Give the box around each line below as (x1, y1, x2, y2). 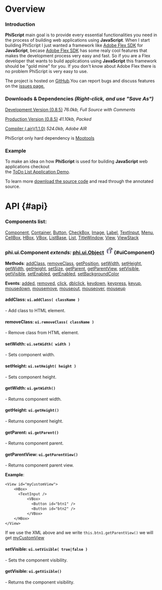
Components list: (5, 218, 47, 225)
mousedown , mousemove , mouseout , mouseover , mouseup (5, 285, 126, 291)
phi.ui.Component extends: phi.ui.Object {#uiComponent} (5, 249, 155, 256)
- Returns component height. (5, 418, 64, 424)
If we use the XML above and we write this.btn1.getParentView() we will (5, 530, 153, 536)
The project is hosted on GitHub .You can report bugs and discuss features (5, 78, 155, 84)
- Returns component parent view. (5, 462, 74, 468)
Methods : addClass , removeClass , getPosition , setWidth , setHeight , (5, 260, 142, 266)
